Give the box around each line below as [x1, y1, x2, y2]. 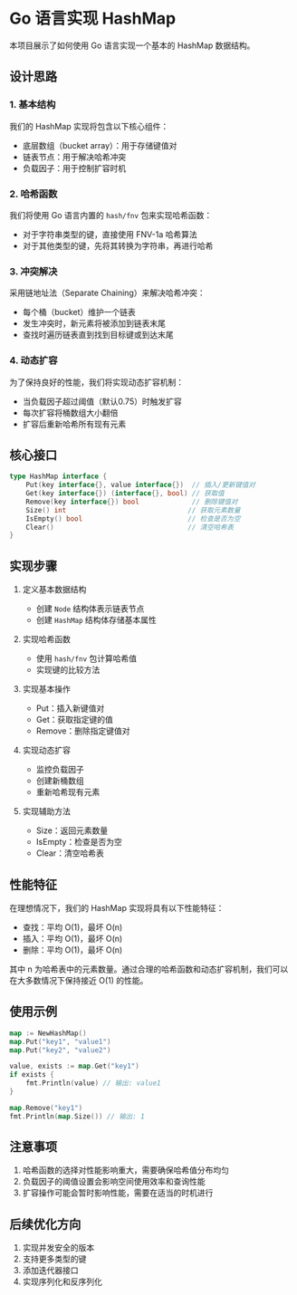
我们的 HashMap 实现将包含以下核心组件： [9, 120, 169, 131]
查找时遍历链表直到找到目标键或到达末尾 [22, 330, 174, 341]
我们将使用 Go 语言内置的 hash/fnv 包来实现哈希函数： [9, 209, 213, 220]
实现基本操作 [22, 684, 71, 695]
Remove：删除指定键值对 [35, 725, 130, 736]
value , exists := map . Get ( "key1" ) [9, 1061, 140, 1071]
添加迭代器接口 [22, 1265, 79, 1276]
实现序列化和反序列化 [22, 1276, 102, 1287]
